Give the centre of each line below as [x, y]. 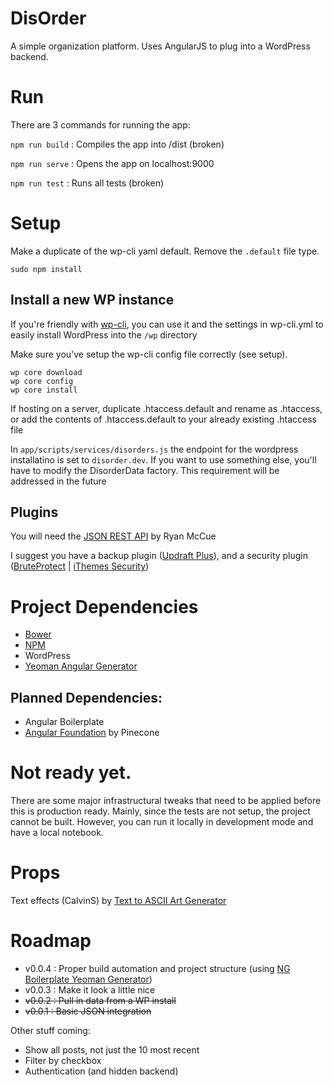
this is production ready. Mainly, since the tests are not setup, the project [160, 811]
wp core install [44, 390]
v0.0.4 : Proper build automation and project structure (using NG [157, 968]
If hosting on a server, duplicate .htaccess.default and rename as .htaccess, [166, 408]
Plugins [34, 512]
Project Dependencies [104, 606]
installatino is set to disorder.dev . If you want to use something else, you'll [163, 459]
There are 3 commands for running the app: [100, 124]
